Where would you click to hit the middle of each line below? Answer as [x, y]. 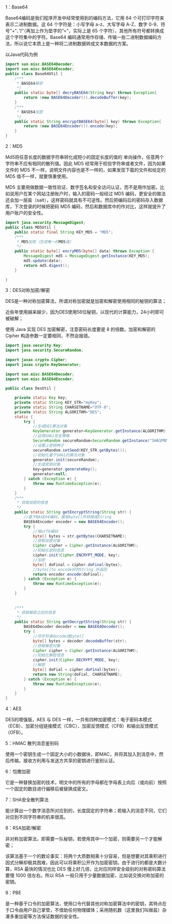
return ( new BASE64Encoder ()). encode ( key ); [71, 126]
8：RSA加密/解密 [23, 828]
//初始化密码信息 [48, 551]
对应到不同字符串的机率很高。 [37, 817]
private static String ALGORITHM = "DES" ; [58, 412]
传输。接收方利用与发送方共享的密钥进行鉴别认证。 [63, 761]
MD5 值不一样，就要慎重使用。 [38, 176]
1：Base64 [17, 7]
